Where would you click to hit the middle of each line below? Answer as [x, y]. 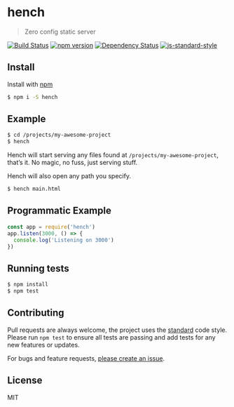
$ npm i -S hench [33, 97]
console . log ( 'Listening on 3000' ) [64, 240]
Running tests [39, 268]
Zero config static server [60, 32]
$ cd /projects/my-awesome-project [59, 135]
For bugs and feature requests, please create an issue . [86, 358]
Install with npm [30, 84]
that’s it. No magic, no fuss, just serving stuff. [73, 163]
